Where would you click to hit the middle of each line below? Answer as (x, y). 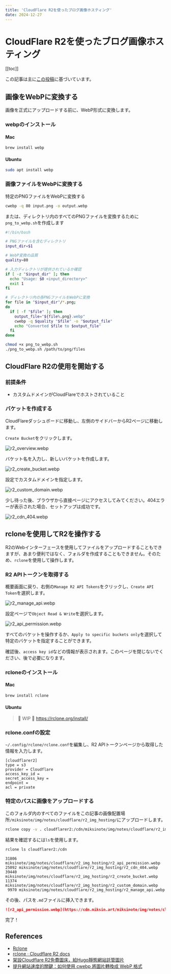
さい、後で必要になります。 (38, 657)
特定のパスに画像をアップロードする (50, 801)
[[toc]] (12, 69)
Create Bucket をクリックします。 (40, 438)
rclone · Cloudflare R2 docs (41, 954)
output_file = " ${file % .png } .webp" (50, 317)
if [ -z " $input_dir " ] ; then (37, 274)
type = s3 (16, 765)
